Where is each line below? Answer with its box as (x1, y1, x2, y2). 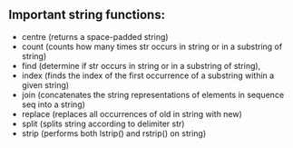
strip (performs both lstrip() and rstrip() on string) (21, 127, 207, 139)
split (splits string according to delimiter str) (21, 118, 185, 129)
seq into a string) (21, 99, 85, 110)
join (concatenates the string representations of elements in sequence (21, 89, 285, 100)
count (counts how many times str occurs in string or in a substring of (21, 41, 283, 52)
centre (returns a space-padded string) (21, 31, 169, 42)
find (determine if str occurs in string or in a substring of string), (21, 60, 261, 71)
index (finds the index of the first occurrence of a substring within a (21, 70, 275, 81)
